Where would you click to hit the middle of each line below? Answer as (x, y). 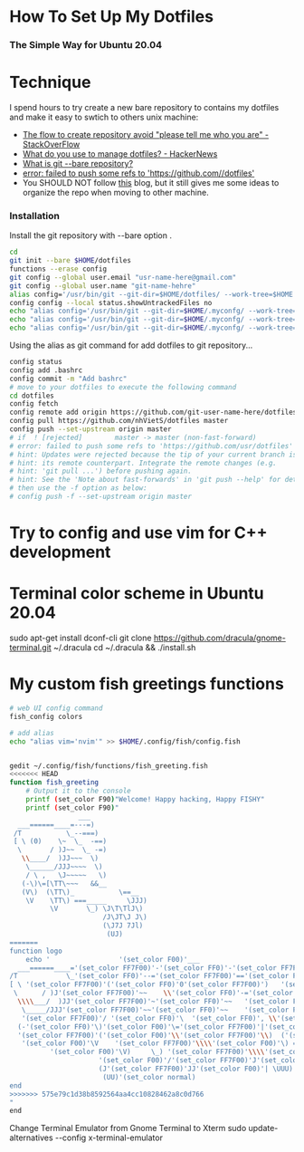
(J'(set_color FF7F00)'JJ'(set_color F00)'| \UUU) (196, 1069)
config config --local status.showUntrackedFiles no (111, 302)
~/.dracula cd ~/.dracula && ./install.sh (124, 648)
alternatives (31, 1138)
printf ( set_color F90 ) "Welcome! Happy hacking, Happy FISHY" (145, 800)
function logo (36, 951)
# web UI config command (56, 708)
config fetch (34, 404)
